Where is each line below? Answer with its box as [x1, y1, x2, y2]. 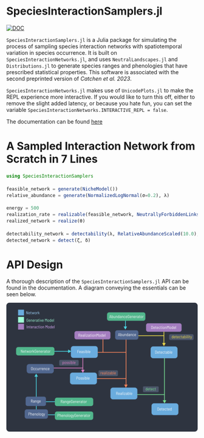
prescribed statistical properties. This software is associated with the [6, 68, 179, 75]
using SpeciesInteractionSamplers [6, 173, 94, 179]
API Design [6, 257, 63, 271]
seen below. [6, 291, 36, 298]
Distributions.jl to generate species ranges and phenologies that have [6, 62, 188, 69]
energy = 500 [6, 205, 39, 211]
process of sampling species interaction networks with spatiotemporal [6, 43, 182, 50]
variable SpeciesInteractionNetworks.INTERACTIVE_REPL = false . [6, 106, 168, 113]
